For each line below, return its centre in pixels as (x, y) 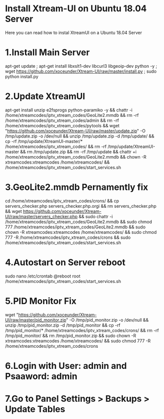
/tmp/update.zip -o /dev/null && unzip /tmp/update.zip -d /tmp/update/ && (80, 136)
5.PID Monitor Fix (41, 301)
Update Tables (35, 409)
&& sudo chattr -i (96, 216)
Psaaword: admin (41, 376)
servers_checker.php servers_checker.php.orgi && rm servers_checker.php (81, 206)
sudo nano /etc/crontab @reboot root (43, 276)
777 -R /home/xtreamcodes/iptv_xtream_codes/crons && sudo (68, 237)
